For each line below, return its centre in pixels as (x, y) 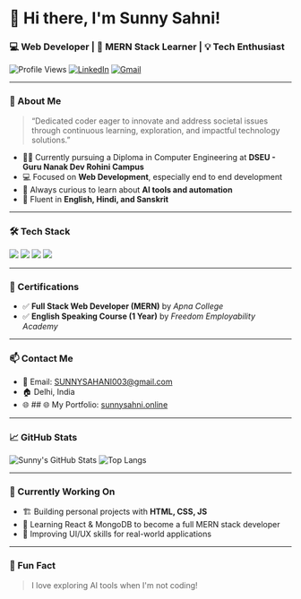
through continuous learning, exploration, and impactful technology (155, 130)
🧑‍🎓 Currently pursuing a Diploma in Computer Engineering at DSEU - (149, 157)
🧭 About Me (35, 101)
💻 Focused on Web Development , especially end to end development (152, 176)
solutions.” (51, 140)
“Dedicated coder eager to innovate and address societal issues (150, 121)
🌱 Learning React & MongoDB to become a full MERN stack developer (151, 525)
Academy (40, 327)
